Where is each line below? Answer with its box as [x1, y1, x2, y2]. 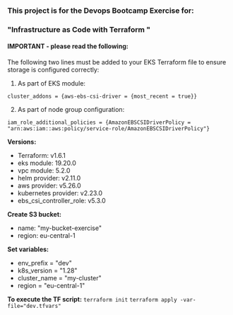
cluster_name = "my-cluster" [17, 274, 102, 282]
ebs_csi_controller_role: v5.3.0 [17, 197, 106, 205]
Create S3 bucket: [7, 210, 62, 219]
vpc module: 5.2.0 [17, 166, 71, 175]
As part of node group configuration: [17, 105, 125, 114]
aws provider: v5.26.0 [17, 181, 81, 190]
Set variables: [7, 245, 49, 253]
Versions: [7, 137, 37, 147]
